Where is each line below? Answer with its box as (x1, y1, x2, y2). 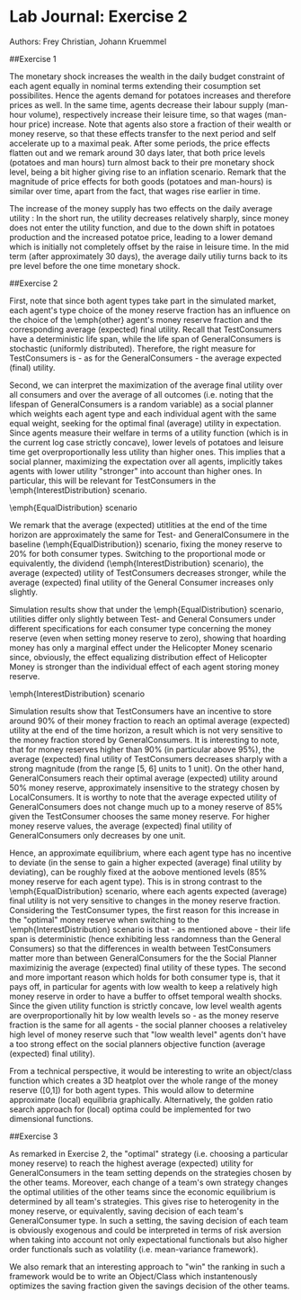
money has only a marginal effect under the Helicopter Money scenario (9, 641, 273, 653)
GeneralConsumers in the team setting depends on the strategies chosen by (9, 1167, 292, 1178)
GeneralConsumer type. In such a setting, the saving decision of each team (9, 1215, 289, 1225)
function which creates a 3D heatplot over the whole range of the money (9, 1075, 279, 1086)
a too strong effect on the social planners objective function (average (9, 1038, 266, 1049)
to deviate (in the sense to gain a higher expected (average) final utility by (9, 856, 282, 867)
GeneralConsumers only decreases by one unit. (9, 829, 186, 840)
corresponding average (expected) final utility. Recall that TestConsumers (9, 324, 282, 335)
